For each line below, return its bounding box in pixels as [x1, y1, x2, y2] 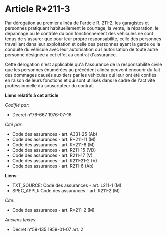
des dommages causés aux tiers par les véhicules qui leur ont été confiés [5, 72, 157, 78]
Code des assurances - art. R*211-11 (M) [12, 136, 96, 142]
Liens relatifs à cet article [5, 92, 59, 98]
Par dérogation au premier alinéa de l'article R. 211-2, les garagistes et [5, 20, 149, 26]
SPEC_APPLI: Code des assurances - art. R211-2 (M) [12, 187, 120, 193]
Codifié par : [5, 102, 30, 108]
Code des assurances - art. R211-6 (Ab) [12, 163, 94, 169]
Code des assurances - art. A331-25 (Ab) [12, 131, 98, 137]
